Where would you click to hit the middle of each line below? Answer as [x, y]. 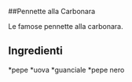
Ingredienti [35, 51]
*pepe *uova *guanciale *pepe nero [66, 70]
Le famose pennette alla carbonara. [66, 26]
